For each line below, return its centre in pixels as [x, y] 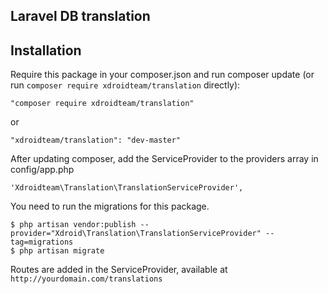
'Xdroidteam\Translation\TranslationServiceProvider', [127, 188]
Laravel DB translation [80, 16]
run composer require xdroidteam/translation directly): [125, 85]
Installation [46, 50]
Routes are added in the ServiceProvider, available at [119, 270]
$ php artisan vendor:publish [73, 225]
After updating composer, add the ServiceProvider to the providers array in [164, 159]
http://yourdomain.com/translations [86, 279]
